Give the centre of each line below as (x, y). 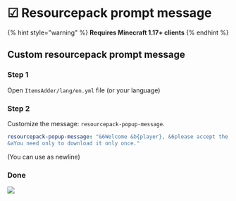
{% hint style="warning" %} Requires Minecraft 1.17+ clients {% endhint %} (118, 32)
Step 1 (18, 75)
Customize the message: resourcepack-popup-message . (86, 123)
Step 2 (19, 109)
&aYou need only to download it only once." (74, 143)
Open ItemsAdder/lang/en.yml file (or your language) (84, 90)
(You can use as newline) (44, 157)
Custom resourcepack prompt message (96, 55)
